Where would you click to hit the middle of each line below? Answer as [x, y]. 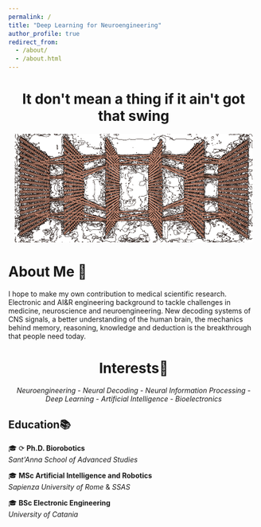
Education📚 [40, 425]
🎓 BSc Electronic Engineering [60, 503]
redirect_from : [33, 42]
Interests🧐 [134, 368]
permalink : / [30, 17]
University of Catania [43, 514]
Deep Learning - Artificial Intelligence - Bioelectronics [134, 399]
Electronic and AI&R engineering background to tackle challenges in [119, 302]
